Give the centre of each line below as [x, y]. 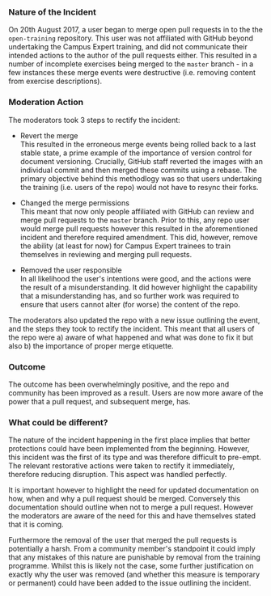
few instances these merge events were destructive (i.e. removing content [132, 73]
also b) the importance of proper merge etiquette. [91, 345]
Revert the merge [49, 135]
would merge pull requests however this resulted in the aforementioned [139, 228]
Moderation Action [46, 102]
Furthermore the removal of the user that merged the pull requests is [123, 540]
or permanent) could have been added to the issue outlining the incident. [130, 583]
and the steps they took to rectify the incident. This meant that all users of [131, 328]
